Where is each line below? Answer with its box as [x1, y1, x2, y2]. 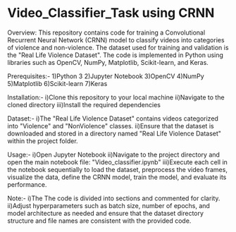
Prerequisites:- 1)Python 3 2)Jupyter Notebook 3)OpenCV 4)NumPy [7, 72, 204, 80]
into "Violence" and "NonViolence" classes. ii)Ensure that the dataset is [7, 121, 214, 130]
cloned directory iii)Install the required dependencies [7, 100, 161, 109]
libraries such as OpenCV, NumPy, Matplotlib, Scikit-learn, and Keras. [7, 58, 209, 66]
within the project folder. [7, 136, 79, 145]
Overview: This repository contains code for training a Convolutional [7, 28, 206, 37]
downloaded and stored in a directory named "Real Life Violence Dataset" [7, 129, 222, 138]
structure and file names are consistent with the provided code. [7, 216, 192, 225]
